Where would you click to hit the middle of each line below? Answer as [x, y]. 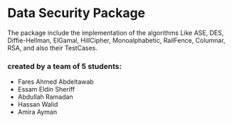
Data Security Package [77, 13]
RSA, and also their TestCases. [52, 48]
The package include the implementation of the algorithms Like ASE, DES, [116, 33]
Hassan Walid [38, 105]
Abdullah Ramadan [45, 97]
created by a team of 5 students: [65, 66]
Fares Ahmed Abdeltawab [56, 82]
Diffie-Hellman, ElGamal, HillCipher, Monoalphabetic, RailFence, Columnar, [116, 40]
